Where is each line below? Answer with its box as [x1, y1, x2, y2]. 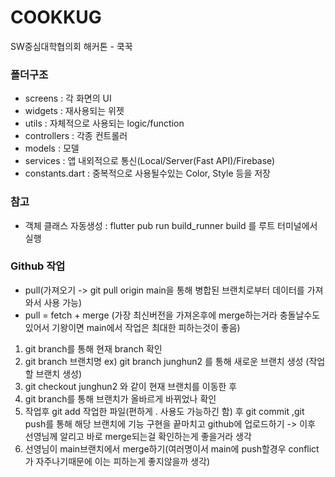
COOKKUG [10, 6, 102, 29]
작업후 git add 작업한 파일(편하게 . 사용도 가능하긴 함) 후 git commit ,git [24, 405, 305, 417]
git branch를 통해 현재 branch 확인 [24, 342, 163, 355]
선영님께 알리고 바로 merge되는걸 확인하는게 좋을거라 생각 [24, 430, 252, 442]
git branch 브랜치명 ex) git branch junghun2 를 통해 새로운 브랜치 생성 [24, 355, 304, 367]
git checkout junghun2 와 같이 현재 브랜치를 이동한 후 [24, 380, 238, 392]
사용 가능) [43, 296, 83, 308]
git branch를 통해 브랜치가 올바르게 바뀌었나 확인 [24, 392, 217, 405]
